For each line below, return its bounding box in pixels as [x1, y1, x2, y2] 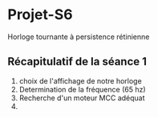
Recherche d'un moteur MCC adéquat [18, 93, 145, 103]
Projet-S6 [7, 6, 73, 24]
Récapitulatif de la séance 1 [7, 55, 148, 68]
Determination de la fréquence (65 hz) [18, 84, 146, 94]
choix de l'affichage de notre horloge [18, 76, 142, 85]
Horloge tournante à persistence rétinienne [7, 32, 150, 41]
